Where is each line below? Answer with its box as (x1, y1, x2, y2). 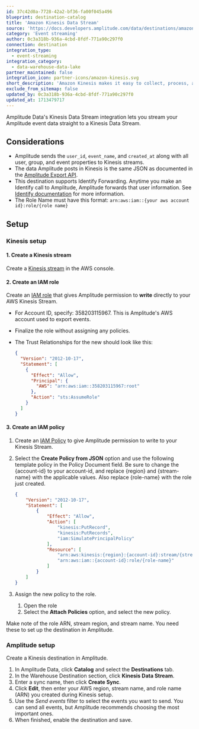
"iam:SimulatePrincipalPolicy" (57, 535, 134, 541)
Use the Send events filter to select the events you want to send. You (14, 698, 184, 705)
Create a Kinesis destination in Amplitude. (6, 654, 108, 662)
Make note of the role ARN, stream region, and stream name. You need (6, 620, 179, 627)
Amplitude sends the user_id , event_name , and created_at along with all (14, 153, 188, 160)
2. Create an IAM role (6, 278, 59, 286)
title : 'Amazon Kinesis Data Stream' (6, 20, 99, 26)
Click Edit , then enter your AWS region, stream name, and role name (14, 685, 182, 692)
